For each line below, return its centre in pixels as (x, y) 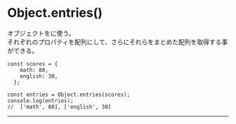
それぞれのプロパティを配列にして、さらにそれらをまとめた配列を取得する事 (118, 42)
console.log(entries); (40, 101)
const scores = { (33, 64)
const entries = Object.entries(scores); (69, 95)
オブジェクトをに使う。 (41, 33)
